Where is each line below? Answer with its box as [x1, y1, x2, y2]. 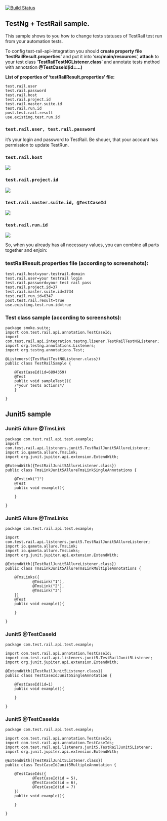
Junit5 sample [5, 410, 52, 419]
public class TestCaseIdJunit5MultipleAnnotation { [5, 762, 116, 768]
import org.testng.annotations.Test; [5, 347, 85, 352]
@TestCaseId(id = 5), [32, 776, 78, 781]
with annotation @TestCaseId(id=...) [5, 64, 82, 70]
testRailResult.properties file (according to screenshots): [5, 260, 149, 267]
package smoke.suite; [5, 325, 51, 331]
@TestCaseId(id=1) [14, 682, 53, 687]
